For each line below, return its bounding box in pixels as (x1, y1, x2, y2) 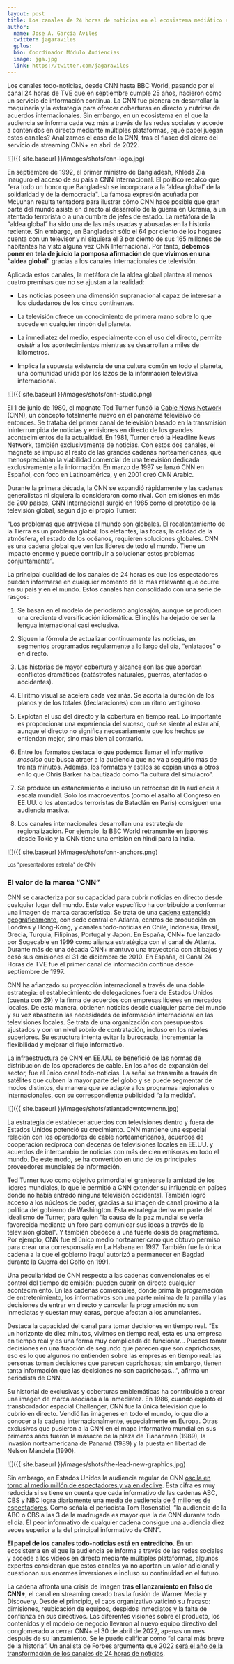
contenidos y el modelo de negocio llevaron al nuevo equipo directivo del (7, 1619, 217, 1628)
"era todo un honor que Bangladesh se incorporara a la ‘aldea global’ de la (7, 182, 221, 191)
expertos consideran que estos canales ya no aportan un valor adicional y (7, 1561, 219, 1570)
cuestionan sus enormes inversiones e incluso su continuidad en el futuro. (7, 1568, 221, 1577)
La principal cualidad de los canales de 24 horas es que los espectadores (7, 570, 219, 578)
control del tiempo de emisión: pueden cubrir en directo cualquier (7, 1279, 196, 1287)
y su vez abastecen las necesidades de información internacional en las (7, 1010, 214, 1019)
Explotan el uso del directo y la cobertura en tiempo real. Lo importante (17, 712, 221, 720)
